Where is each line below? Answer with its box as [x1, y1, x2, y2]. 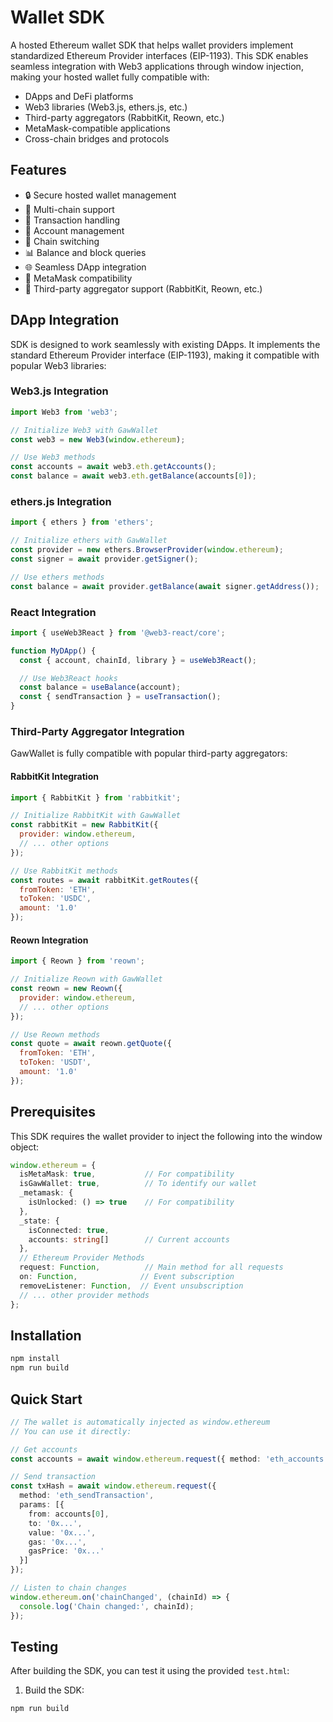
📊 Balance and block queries [24, 246, 147, 258]
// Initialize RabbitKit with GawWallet [10, 811, 182, 821]
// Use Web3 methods [10, 452, 97, 463]
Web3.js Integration [10, 384, 109, 398]
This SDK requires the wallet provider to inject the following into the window [10, 1130, 323, 1142]
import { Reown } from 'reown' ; [10, 956, 145, 966]
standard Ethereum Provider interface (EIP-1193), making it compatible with [10, 349, 320, 361]
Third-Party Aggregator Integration [10, 725, 185, 738]
